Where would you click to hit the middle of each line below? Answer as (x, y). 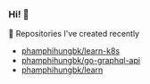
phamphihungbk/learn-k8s (71, 51)
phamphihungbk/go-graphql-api (80, 61)
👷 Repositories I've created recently (74, 34)
